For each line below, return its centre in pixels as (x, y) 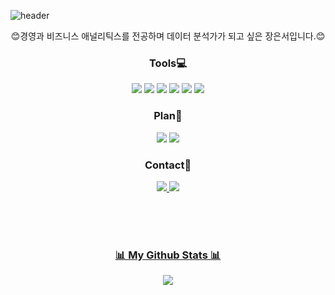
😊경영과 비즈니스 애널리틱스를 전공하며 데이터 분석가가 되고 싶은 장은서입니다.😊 (168, 36)
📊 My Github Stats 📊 (168, 255)
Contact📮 (168, 165)
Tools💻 (168, 63)
